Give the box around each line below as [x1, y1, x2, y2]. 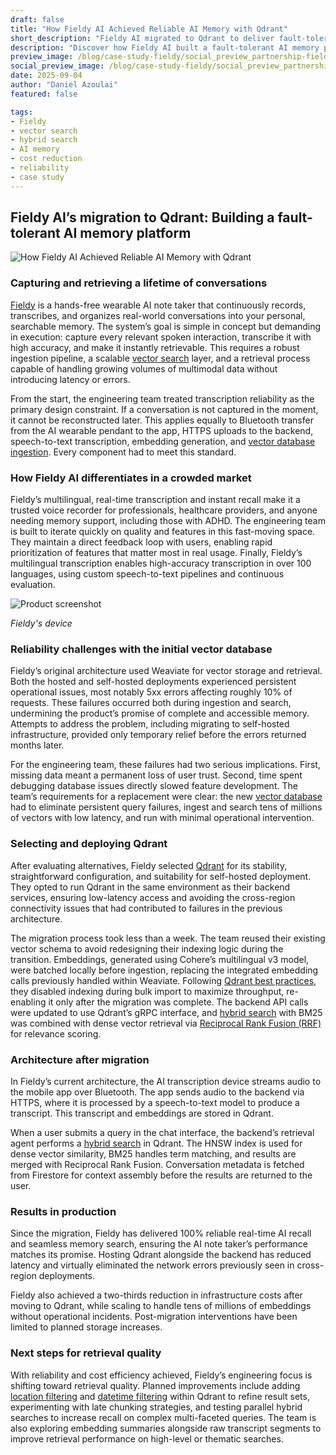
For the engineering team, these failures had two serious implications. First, [10, 759, 321, 771]
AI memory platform [63, 225, 192, 242]
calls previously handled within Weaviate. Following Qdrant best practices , [10, 974, 317, 986]
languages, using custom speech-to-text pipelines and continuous [10, 568, 285, 580]
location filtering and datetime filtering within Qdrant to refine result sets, [10, 1390, 310, 1402]
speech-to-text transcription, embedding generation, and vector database [10, 435, 316, 447]
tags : [10, 107, 33, 117]
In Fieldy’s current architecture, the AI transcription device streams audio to [10, 1075, 322, 1087]
